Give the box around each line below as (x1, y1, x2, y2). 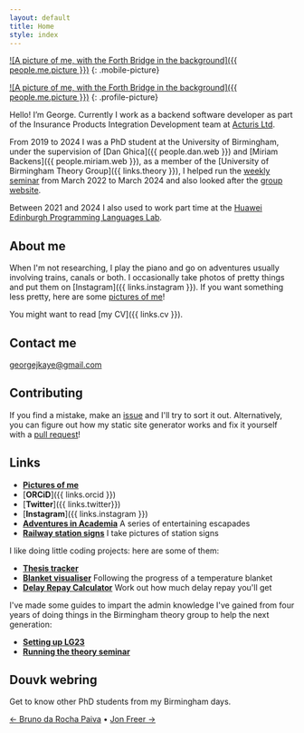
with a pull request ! (9, 428, 81, 440)
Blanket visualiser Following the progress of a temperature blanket (22, 572, 273, 583)
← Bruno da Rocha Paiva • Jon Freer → (9, 714, 157, 725)
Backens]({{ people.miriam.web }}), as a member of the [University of (9, 156, 270, 167)
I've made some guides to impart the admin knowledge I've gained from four (9, 600, 295, 611)
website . (9, 185, 42, 196)
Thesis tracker (22, 562, 79, 573)
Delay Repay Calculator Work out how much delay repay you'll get (22, 582, 272, 592)
